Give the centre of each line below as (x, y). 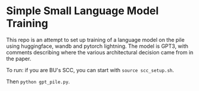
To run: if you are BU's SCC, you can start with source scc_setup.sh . (90, 70)
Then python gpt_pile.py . (38, 82)
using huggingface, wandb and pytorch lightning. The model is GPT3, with (97, 46)
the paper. (19, 58)
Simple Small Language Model (83, 11)
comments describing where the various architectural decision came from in (100, 52)
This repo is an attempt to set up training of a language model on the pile (95, 40)
